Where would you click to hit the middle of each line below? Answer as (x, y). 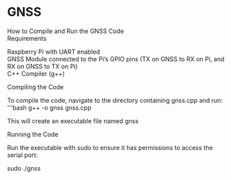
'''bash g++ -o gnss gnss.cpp (49, 107)
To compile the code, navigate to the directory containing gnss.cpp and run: (115, 100)
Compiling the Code (36, 87)
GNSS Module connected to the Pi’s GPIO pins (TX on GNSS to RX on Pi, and (116, 59)
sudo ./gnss (24, 168)
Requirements (27, 38)
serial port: (22, 155)
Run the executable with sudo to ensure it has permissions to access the (110, 147)
